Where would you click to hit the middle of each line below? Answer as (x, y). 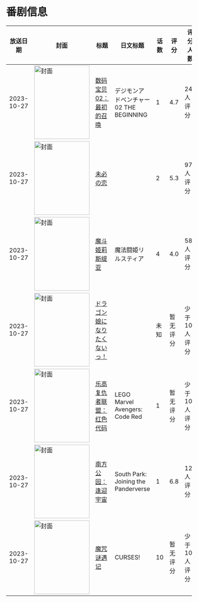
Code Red (128, 416)
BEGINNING (131, 114)
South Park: (131, 474)
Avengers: (128, 409)
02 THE (125, 107)
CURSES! (127, 557)
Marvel (124, 402)
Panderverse (132, 488)
